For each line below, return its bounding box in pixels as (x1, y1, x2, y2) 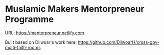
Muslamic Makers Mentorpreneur (5, 3, 144, 15)
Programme (5, 14, 54, 25)
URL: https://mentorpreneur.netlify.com (5, 30, 84, 36)
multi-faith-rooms (5, 44, 41, 50)
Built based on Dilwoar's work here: (5, 39, 77, 45)
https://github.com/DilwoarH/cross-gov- (77, 39, 160, 45)
